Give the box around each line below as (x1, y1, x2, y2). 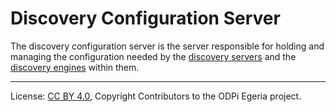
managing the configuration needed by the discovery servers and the (10, 50, 297, 62)
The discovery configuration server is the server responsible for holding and (10, 40, 325, 52)
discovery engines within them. (10, 61, 140, 73)
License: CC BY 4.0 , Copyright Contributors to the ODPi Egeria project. (10, 90, 302, 102)
